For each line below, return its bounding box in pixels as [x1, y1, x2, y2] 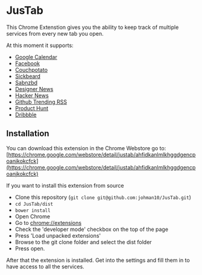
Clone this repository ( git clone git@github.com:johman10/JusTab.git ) [14, 194, 192, 201]
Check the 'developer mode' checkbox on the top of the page [14, 226, 169, 233]
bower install [14, 207, 51, 213]
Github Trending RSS [14, 98, 68, 106]
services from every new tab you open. [6, 30, 104, 37]
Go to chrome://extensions [14, 219, 82, 226]
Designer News [14, 85, 54, 92]
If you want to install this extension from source [6, 182, 124, 189]
